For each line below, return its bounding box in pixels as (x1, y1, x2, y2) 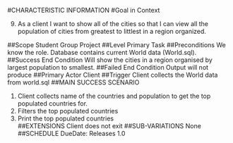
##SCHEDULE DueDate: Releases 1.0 (17, 130, 126, 137)
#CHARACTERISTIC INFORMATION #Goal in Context (7, 6, 160, 14)
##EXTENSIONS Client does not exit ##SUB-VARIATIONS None (17, 122, 201, 130)
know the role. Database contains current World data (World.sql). (7, 49, 197, 56)
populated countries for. (17, 99, 88, 108)
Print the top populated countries (17, 114, 114, 123)
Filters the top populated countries (17, 107, 119, 115)
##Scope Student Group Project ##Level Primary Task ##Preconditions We (7, 41, 226, 49)
